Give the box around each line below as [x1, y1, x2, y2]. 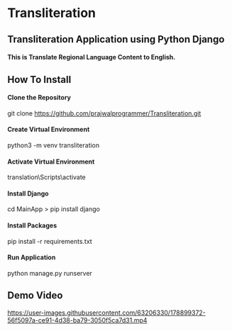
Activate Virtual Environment [7, 157, 95, 166]
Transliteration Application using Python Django [7, 33, 225, 45]
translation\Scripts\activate [7, 173, 87, 181]
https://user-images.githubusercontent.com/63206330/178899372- [7, 308, 206, 317]
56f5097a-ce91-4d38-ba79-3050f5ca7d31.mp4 [7, 315, 148, 324]
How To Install [7, 73, 72, 86]
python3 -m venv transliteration [7, 140, 100, 150]
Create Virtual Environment [7, 125, 90, 134]
